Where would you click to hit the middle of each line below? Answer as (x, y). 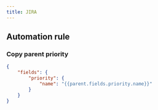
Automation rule (38, 37)
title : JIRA (22, 12)
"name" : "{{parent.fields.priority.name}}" (96, 84)
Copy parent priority (38, 54)
